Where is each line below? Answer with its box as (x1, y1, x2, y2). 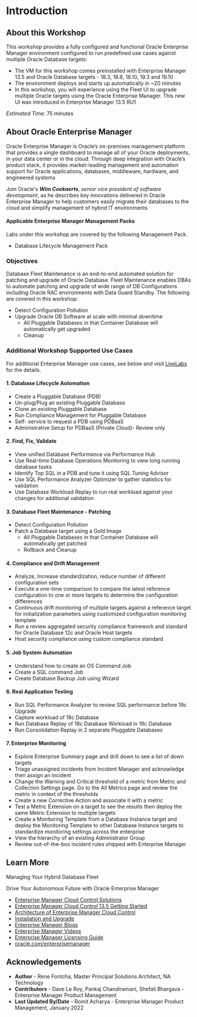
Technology (14, 979, 44, 986)
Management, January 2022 (14, 1004, 84, 1011)
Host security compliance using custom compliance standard (14, 636, 163, 643)
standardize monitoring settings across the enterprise (14, 828, 145, 835)
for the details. (6, 366, 41, 373)
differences (14, 598, 43, 605)
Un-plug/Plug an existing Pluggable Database (14, 399, 125, 406)
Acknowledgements (6, 957, 82, 967)
